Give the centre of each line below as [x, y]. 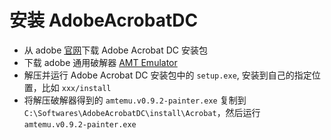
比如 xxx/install [76, 87]
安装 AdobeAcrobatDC [104, 20]
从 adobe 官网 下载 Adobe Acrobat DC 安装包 [115, 50]
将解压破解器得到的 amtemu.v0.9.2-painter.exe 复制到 [135, 100]
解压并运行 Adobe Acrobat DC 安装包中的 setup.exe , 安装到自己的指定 [167, 75]
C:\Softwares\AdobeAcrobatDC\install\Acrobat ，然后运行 [142, 112]
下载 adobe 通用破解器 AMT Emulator [100, 62]
